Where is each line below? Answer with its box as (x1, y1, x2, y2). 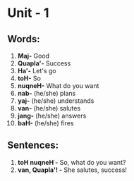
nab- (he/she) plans (17, 89, 76, 97)
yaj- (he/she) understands (17, 96, 95, 105)
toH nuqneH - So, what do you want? (17, 158, 126, 166)
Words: (7, 33, 40, 45)
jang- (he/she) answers (17, 111, 87, 120)
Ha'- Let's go (17, 67, 56, 75)
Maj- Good (17, 51, 50, 60)
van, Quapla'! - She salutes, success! (17, 166, 127, 174)
